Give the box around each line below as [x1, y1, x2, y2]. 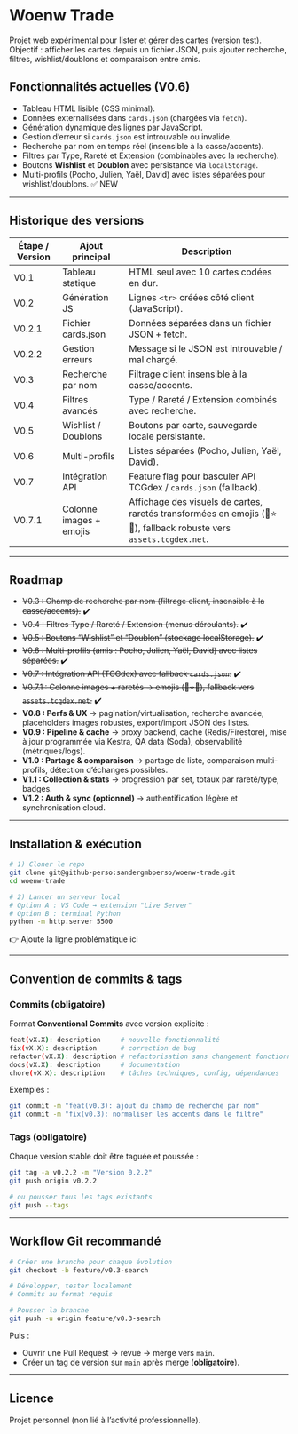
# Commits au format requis [9, 1290, 114, 1299]
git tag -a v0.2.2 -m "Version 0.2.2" [9, 1168, 153, 1177]
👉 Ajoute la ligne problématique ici [9, 934, 139, 944]
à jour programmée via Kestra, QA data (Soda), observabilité [21, 737, 243, 747]
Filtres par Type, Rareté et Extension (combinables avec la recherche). [21, 150, 279, 161]
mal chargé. [128, 353, 178, 365]
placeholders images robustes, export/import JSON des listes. [21, 717, 250, 729]
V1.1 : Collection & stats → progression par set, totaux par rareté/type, [21, 774, 279, 785]
